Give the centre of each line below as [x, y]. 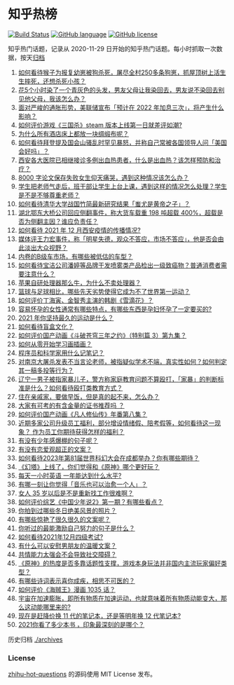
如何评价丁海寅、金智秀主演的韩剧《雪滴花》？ [85, 300]
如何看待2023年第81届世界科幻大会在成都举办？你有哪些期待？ [109, 458]
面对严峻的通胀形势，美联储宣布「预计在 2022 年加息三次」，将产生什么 [121, 107]
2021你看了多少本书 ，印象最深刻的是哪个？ [81, 624]
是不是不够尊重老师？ [49, 195]
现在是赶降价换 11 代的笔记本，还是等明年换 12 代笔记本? [99, 616]
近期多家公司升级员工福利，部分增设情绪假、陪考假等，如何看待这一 [116, 423]
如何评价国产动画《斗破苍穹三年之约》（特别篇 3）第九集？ [102, 335]
